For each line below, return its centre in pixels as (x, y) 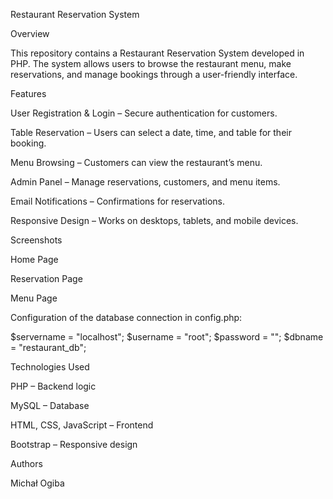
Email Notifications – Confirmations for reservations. (118, 201)
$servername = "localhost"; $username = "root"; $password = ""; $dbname (167, 337)
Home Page (34, 259)
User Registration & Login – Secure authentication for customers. (144, 113)
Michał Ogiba (37, 483)
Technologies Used (50, 367)
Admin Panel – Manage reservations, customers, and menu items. (145, 182)
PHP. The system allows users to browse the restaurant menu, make (151, 63)
